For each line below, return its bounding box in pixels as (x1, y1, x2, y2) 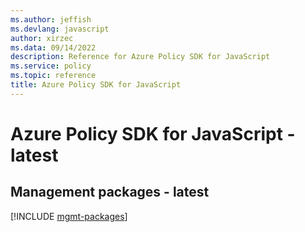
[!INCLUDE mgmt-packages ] (10, 210, 128, 222)
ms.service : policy (10, 61, 92, 71)
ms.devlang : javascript (10, 24, 110, 34)
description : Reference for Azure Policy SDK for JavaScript (10, 52, 271, 62)
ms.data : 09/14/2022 (10, 42, 97, 53)
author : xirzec (10, 33, 74, 43)
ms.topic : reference (10, 71, 97, 81)
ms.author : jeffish (10, 14, 92, 25)
